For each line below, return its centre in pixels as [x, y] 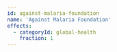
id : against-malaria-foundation [53, 13]
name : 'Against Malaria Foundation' [59, 20]
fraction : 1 [36, 38]
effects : [19, 26]
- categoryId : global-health [55, 32]
